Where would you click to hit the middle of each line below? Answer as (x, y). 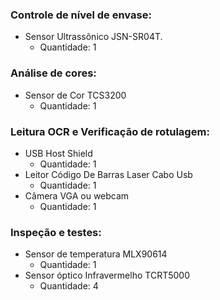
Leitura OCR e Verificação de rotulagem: (110, 131)
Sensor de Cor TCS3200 (75, 95)
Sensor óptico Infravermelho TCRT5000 (107, 275)
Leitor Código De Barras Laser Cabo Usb (108, 174)
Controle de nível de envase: (81, 15)
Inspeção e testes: (56, 232)
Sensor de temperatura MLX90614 (96, 254)
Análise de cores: (53, 73)
